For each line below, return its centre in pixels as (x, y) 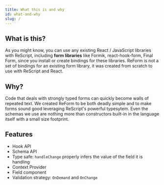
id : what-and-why (23, 14)
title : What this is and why (35, 10)
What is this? (25, 38)
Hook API (22, 146)
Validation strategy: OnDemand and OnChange (55, 177)
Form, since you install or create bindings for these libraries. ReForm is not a (82, 61)
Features (19, 134)
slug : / (13, 19)
